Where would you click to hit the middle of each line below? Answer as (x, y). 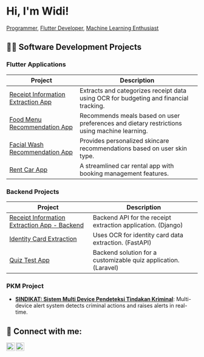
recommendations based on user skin (133, 148)
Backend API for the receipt (132, 217)
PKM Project (25, 286)
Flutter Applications (36, 64)
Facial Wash (27, 144)
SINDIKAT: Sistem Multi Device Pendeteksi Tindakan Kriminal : (95, 299)
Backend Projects (33, 192)
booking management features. (124, 173)
